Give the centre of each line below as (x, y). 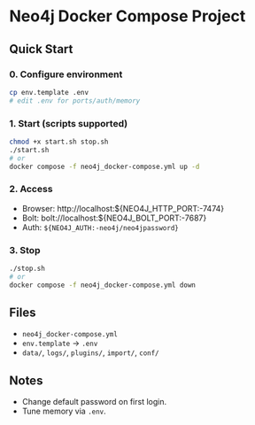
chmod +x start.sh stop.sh (59, 142)
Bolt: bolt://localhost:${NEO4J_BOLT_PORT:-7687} (114, 218)
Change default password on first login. (94, 402)
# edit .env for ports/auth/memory (75, 100)
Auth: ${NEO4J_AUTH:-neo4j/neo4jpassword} (100, 227)
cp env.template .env (49, 92)
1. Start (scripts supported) (69, 123)
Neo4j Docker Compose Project (127, 16)
